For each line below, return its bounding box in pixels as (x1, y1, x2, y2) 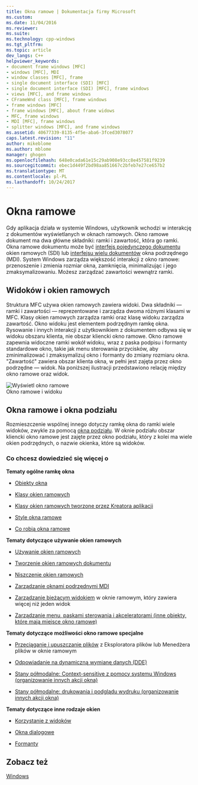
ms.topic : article (6, 47, 51, 53)
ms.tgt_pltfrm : (6, 42, 44, 48)
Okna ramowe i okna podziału (6, 405, 117, 415)
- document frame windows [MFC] (6, 63, 86, 70)
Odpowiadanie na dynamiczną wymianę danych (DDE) (14, 658, 148, 666)
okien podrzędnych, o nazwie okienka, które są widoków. (6, 440, 146, 447)
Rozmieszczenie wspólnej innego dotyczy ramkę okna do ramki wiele (6, 421, 176, 428)
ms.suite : (6, 31, 31, 37)
